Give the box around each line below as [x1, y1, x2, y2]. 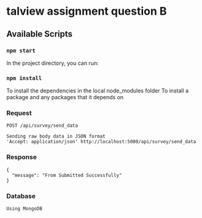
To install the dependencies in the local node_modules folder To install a [6, 87, 189, 94]
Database [6, 192, 36, 200]
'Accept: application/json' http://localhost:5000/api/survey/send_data [6, 139, 196, 145]
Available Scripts [6, 29, 72, 39]
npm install [6, 75, 42, 81]
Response [6, 153, 37, 162]
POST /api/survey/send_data [6, 122, 79, 129]
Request [6, 109, 32, 118]
